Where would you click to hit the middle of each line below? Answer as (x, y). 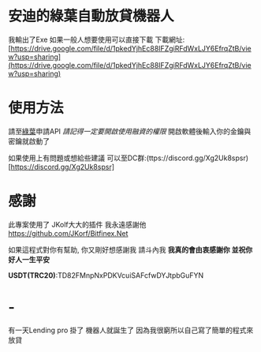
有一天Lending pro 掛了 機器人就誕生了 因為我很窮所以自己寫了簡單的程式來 (131, 330)
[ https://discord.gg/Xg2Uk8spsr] (62, 167)
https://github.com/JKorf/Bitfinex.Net (68, 233)
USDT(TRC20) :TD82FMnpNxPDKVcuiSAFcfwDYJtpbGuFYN (106, 275)
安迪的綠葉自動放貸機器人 (91, 16)
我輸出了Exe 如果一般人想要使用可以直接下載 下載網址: (97, 39)
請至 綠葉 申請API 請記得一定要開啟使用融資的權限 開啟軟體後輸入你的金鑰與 (130, 131)
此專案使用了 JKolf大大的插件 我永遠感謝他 (77, 224)
